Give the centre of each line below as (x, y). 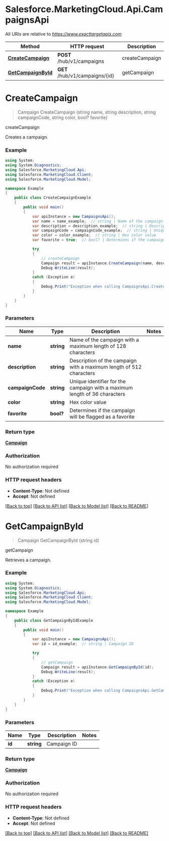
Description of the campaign (103, 361)
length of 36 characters (98, 394)
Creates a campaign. (27, 137)
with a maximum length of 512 (106, 367)
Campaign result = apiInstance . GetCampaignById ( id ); (98, 667)
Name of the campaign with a (104, 340)
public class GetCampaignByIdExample (54, 620)
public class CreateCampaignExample (53, 198)
